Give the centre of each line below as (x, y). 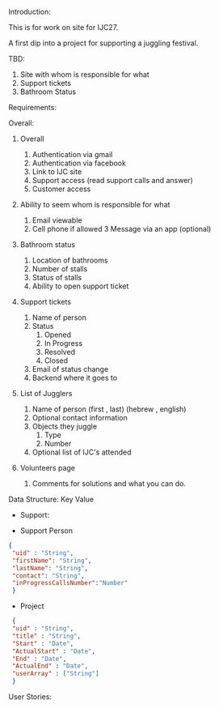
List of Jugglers (46, 393)
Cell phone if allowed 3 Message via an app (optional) (122, 229)
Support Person (46, 531)
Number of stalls (60, 269)
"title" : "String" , (46, 636)
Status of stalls (57, 277)
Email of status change (70, 369)
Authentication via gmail (72, 154)
